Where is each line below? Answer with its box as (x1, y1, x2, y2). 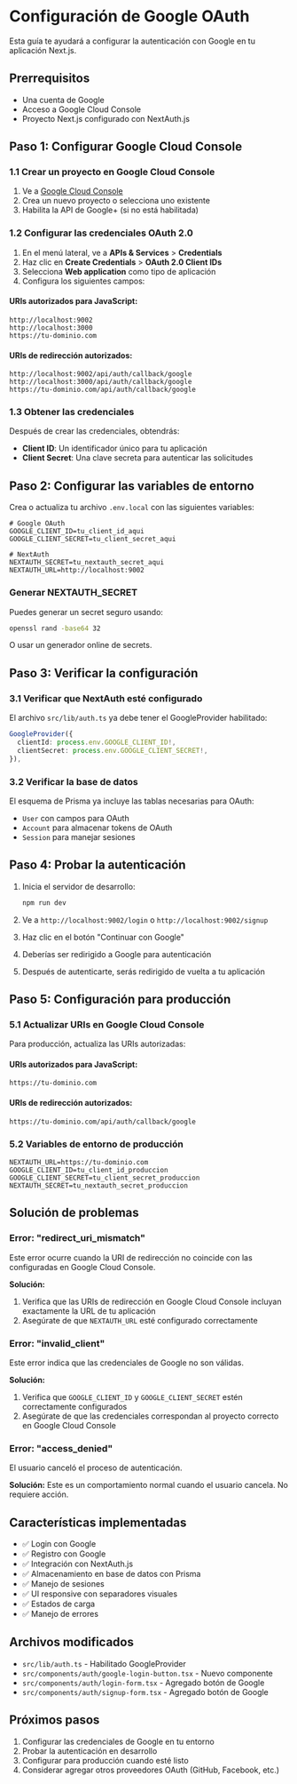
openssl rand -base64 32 (9, 624, 101, 633)
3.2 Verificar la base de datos (9, 775, 139, 788)
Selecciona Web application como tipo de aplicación (21, 266, 216, 276)
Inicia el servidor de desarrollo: (21, 881, 136, 892)
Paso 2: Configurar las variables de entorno (9, 478, 254, 493)
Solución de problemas (9, 1205, 139, 1220)
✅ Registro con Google (21, 1548, 106, 1559)
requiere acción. (9, 1489, 69, 1500)
